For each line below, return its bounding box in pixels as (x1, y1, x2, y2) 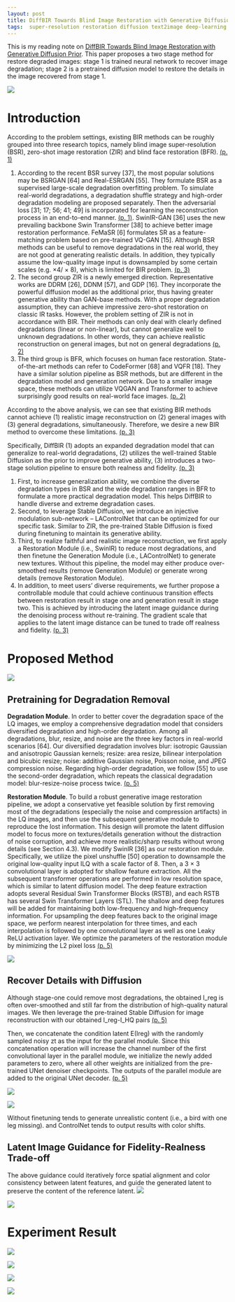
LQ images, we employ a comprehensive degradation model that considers (7, 720, 224, 728)
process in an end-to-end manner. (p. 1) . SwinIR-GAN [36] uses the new (17, 213, 226, 222)
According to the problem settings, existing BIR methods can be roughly (7, 133, 215, 141)
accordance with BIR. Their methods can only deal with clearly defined (17, 318, 222, 326)
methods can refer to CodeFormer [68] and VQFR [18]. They (48, 362, 222, 371)
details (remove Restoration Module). (17, 574, 124, 582)
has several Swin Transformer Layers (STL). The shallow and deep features (7, 897, 225, 905)
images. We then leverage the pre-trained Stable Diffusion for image (7, 1008, 204, 1016)
